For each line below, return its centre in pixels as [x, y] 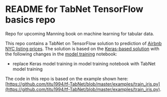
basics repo [30, 20]
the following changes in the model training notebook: [61, 54]
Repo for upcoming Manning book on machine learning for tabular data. [80, 33]
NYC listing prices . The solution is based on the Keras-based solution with [82, 48]
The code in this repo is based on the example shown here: [67, 78]
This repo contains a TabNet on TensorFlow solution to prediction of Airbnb [83, 43]
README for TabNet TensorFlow [74, 9]
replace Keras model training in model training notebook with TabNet [84, 63]
